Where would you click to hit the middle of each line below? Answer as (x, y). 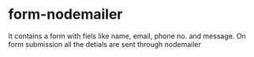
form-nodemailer (65, 14)
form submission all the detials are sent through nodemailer (105, 44)
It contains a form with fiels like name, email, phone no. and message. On (127, 36)
